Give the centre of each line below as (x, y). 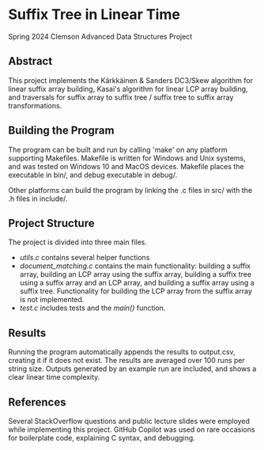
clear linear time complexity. (54, 377)
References (37, 402)
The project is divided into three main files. (78, 242)
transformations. (35, 105)
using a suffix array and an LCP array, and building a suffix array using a (137, 283)
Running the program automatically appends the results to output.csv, (122, 352)
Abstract (30, 61)
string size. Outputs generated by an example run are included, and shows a (132, 369)
